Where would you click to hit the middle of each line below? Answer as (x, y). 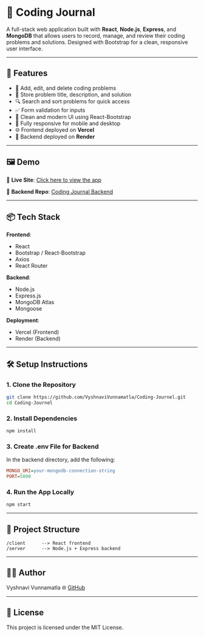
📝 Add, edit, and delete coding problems (66, 88)
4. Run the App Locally (40, 492)
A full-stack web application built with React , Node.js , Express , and (91, 29)
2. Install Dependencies (42, 418)
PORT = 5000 (19, 477)
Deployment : (23, 321)
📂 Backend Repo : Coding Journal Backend (60, 191)
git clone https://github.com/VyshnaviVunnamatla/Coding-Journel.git (96, 397)
